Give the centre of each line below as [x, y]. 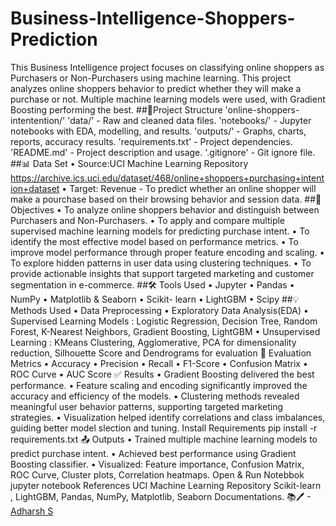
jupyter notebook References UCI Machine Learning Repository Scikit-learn [166, 485]
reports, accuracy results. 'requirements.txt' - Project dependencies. [151, 141]
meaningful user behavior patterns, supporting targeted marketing [147, 406]
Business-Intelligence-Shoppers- [153, 18]
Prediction [54, 39]
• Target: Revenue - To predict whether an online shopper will [189, 188]
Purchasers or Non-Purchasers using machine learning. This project [151, 78]
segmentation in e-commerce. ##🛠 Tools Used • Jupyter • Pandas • [152, 284]
